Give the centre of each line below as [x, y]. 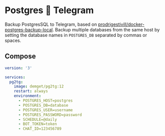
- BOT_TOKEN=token [37, 124]
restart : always [31, 91]
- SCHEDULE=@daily [37, 119]
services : [15, 77]
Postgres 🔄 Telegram [49, 10]
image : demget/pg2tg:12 [39, 86]
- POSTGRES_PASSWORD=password [50, 115]
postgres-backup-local [29, 29]
